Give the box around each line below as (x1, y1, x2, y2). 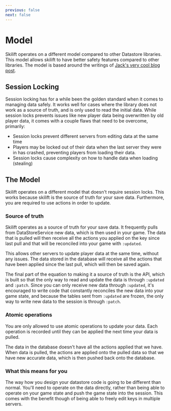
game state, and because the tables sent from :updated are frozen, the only (5, 293, 164, 299)
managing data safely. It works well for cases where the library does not (5, 101, 157, 108)
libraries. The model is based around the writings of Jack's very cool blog (5, 62, 160, 68)
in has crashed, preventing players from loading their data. (12, 150, 136, 156)
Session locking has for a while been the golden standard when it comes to (5, 96, 163, 102)
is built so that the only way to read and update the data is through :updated (5, 277, 165, 283)
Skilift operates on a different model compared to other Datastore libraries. (5, 51, 162, 57)
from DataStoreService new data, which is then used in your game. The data (5, 230, 166, 236)
